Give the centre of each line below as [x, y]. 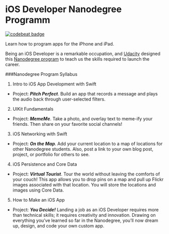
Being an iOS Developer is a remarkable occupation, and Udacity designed [83, 54]
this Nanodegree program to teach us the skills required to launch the [77, 59]
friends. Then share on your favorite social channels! [67, 124]
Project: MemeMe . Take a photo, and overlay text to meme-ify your [82, 119]
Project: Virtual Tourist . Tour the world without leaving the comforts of [86, 174]
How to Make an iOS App [39, 200]
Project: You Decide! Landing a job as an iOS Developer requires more [86, 209]
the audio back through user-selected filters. [59, 99]
